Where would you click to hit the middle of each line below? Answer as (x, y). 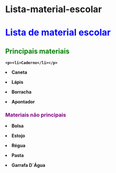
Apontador (24, 102)
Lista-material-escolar (54, 9)
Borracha (22, 92)
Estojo (18, 136)
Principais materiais (37, 51)
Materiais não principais (36, 115)
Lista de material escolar (58, 33)
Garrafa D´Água (29, 165)
